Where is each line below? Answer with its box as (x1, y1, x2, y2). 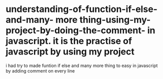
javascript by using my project (6, 46, 135, 57)
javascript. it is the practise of (6, 35, 132, 47)
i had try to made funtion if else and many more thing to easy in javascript (6, 62, 158, 68)
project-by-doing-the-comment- (6, 25, 146, 36)
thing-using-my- (79, 14, 151, 25)
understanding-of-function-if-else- (6, 3, 157, 15)
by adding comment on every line (6, 67, 75, 73)
